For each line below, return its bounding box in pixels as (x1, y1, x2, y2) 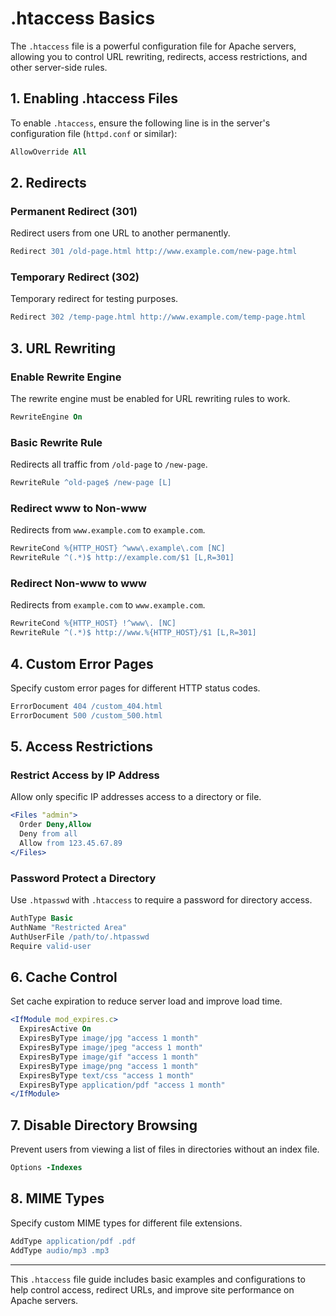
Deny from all (19, 829, 78, 839)
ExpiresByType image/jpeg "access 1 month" (19, 1043, 203, 1053)
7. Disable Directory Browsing (10, 1117, 198, 1134)
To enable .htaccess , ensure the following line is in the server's (10, 117, 271, 129)
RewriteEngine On (10, 412, 83, 422)
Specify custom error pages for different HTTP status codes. (10, 682, 261, 694)
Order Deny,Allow (19, 820, 92, 830)
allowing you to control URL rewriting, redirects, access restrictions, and (10, 50, 308, 62)
